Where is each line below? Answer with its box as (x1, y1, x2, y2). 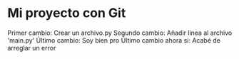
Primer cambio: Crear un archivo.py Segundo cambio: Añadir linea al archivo (7, 28, 233, 37)
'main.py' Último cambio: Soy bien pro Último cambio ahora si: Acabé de (7, 36, 221, 44)
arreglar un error (7, 43, 56, 52)
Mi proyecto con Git (7, 5, 126, 21)
